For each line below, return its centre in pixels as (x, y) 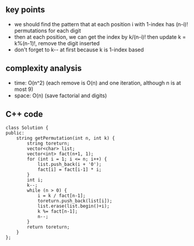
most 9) (24, 89)
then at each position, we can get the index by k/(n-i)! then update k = (100, 37)
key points (25, 10)
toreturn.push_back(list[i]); (75, 201)
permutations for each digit (48, 30)
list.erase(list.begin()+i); (73, 206)
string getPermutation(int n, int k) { (66, 139)
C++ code (24, 114)
